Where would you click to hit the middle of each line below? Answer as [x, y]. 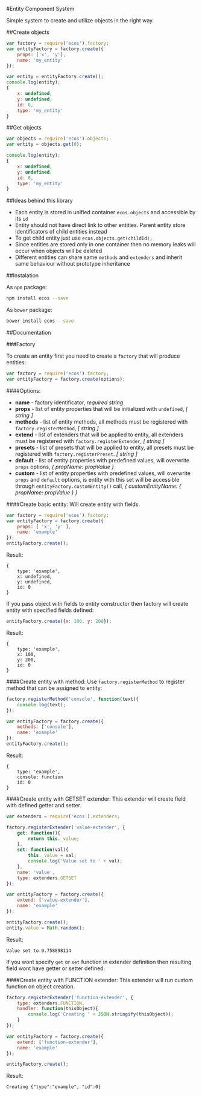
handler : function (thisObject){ [58, 1009]
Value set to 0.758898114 [39, 950]
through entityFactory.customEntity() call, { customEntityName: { [98, 486]
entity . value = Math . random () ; [46, 928]
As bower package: [29, 310]
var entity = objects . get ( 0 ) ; [44, 145]
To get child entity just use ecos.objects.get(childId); [84, 238]
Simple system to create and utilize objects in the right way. [80, 20]
